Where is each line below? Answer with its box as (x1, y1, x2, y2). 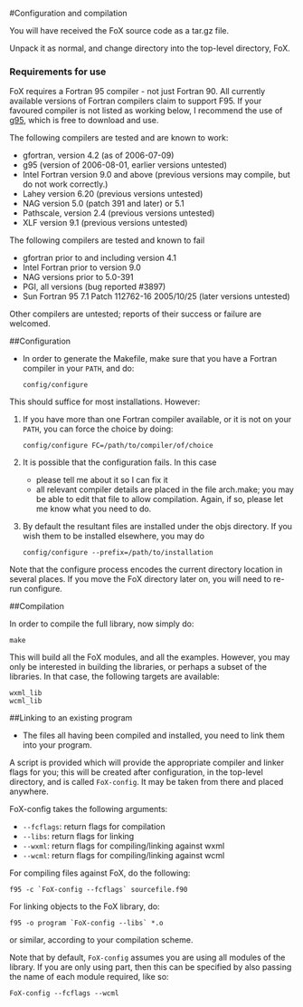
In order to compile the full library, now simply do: (9, 618, 194, 629)
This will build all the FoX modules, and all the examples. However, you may (9, 652, 290, 663)
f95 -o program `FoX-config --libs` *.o (9, 919, 165, 928)
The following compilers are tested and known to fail (9, 235, 205, 246)
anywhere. (9, 786, 49, 797)
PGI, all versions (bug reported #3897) (22, 281, 166, 293)
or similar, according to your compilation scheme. (9, 934, 194, 945)
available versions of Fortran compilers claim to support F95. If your (9, 95, 262, 107)
